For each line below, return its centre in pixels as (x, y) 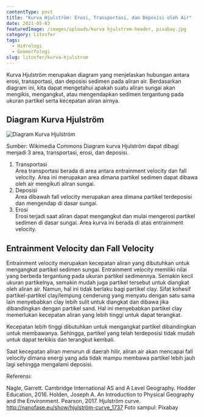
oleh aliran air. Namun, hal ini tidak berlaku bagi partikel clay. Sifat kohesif (99, 289)
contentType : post (30, 12)
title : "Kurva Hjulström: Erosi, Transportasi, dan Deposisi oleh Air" (99, 18)
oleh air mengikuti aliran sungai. (55, 184)
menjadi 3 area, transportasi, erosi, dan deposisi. (68, 152)
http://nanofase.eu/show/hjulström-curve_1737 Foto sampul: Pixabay (92, 408)
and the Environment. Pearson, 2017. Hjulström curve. (74, 401)
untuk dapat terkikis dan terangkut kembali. (61, 340)
